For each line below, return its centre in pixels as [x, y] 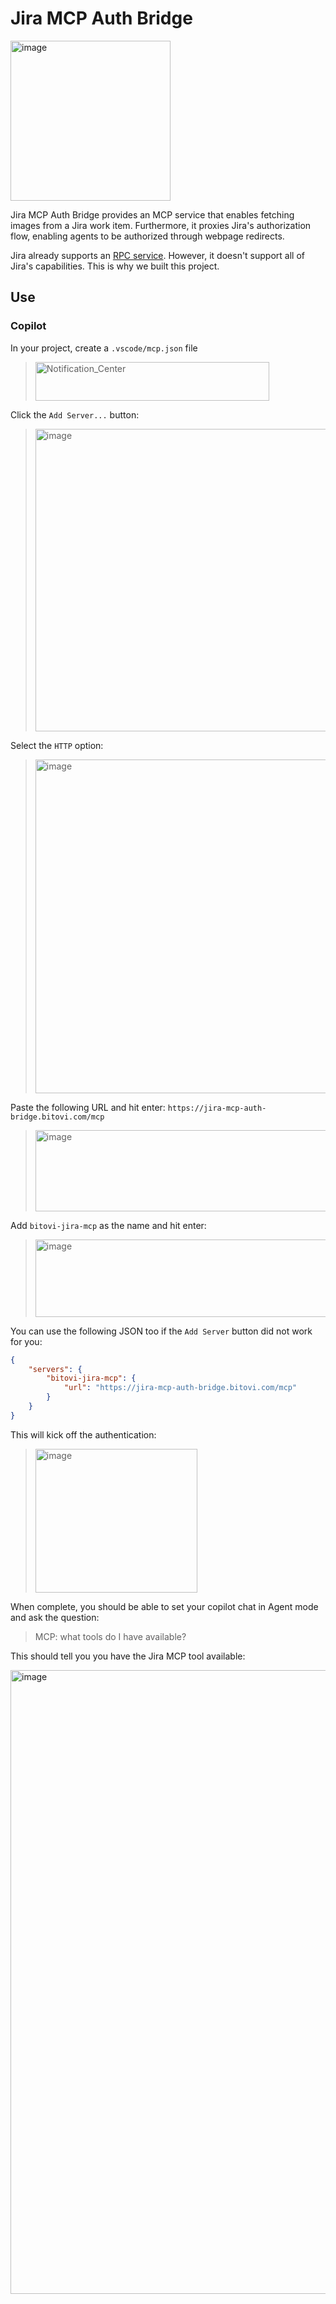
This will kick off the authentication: [83, 1434]
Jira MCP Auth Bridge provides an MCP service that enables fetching [152, 214]
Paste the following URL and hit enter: [88, 1107]
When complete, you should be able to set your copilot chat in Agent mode [164, 1606]
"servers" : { [55, 1369]
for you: [26, 1341]
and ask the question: [55, 1617]
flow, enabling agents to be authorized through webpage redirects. [147, 236]
